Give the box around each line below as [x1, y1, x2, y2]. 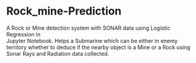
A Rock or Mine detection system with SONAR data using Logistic [6, 24, 170, 31]
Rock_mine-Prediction [6, 4, 122, 18]
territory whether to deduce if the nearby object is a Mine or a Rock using [6, 44, 191, 51]
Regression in [6, 30, 41, 38]
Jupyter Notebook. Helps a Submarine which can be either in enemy [6, 37, 178, 44]
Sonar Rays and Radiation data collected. [6, 50, 110, 57]
